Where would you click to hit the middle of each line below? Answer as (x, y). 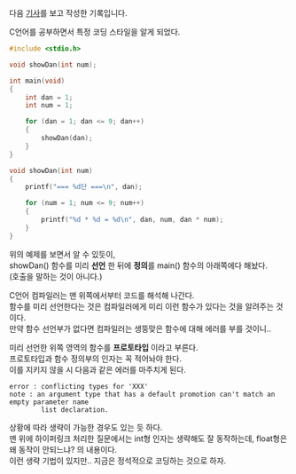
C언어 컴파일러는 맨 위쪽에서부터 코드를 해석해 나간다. (102, 295)
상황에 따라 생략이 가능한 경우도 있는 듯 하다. (86, 427)
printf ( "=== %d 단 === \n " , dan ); (84, 187)
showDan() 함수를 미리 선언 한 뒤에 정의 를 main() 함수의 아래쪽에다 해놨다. (139, 265)
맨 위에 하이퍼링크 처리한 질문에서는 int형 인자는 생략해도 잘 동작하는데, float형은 (148, 438)
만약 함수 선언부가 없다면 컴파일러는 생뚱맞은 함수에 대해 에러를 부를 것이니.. (140, 328)
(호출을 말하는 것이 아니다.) (56, 276)
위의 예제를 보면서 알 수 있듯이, (62, 254)
